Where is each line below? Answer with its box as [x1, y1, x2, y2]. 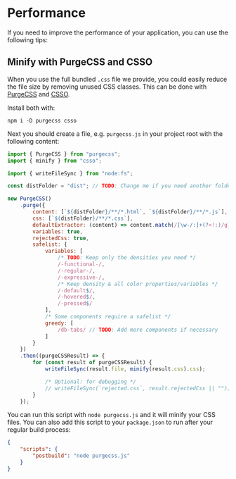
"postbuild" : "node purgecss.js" [32, 452, 131, 459]
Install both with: [7, 104, 55, 112]
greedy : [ [44, 319, 74, 327]
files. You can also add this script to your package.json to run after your [7, 418, 214, 427]
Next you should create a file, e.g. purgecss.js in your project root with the [7, 129, 223, 138]
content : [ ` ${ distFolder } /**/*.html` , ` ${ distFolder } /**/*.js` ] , [32, 209, 228, 216]
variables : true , [32, 228, 83, 235]
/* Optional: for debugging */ [44, 378, 137, 385]
